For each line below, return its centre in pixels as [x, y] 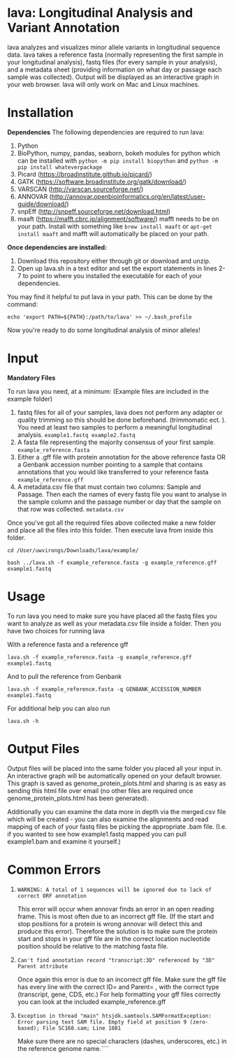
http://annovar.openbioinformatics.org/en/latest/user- [129, 196]
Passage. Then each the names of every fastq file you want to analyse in [122, 494]
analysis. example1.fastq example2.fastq [76, 434]
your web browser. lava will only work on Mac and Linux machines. [104, 84]
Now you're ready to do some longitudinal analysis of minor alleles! [104, 330]
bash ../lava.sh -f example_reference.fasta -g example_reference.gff [112, 563]
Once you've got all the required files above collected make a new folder [112, 523]
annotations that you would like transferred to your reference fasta [113, 472]
